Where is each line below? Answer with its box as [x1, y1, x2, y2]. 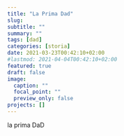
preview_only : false [13, 95, 74, 102]
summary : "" [7, 29, 42, 37]
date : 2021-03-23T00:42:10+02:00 [7, 50, 105, 57]
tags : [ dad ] [7, 36, 42, 43]
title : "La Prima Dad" [7, 10, 74, 18]
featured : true [7, 62, 52, 69]
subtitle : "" [7, 23, 46, 30]
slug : [7, 17, 23, 24]
